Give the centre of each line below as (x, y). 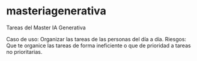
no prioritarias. (24, 51)
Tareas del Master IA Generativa (46, 28)
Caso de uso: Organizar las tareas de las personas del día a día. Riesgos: (96, 39)
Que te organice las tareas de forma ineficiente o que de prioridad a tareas (98, 45)
